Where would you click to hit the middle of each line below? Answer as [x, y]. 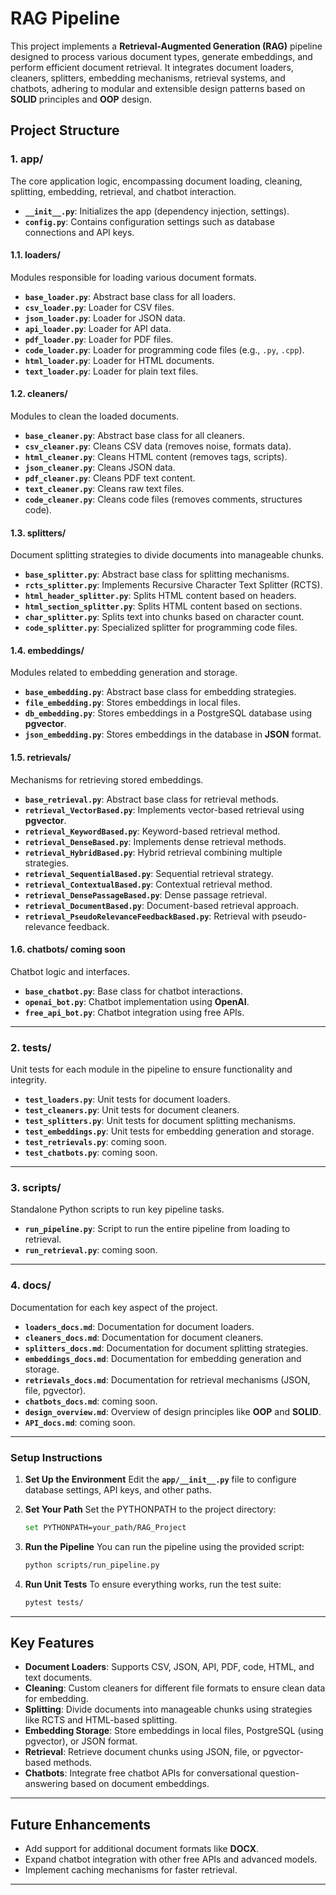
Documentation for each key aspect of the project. [114, 1307]
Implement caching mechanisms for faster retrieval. [131, 1870]
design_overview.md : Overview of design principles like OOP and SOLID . [173, 1411]
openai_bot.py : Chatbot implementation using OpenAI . [137, 1001]
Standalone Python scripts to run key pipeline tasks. [117, 1209]
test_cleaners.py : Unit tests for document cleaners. [132, 1110]
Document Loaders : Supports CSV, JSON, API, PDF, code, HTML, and [169, 1667]
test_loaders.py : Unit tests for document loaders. [127, 1099]
